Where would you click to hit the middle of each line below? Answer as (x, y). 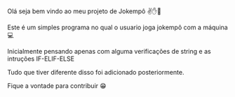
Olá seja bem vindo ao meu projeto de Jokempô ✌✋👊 (84, 11)
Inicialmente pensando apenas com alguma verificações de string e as (109, 51)
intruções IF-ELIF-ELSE (41, 59)
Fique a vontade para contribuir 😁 (57, 86)
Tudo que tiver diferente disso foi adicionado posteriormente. (96, 72)
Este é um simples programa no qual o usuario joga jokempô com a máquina (117, 27)
